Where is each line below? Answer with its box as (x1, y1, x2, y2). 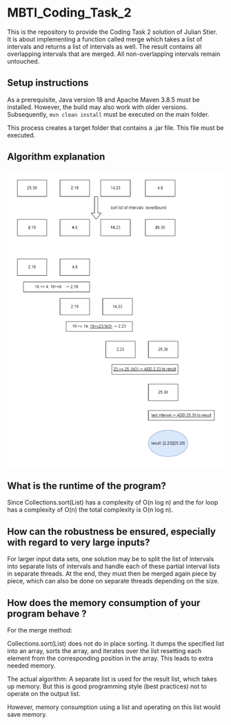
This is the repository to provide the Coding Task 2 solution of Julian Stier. (7, 28, 218, 36)
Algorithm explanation (7, 151, 106, 163)
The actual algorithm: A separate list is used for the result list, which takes (7, 675, 217, 683)
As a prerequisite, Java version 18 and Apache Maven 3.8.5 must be (7, 95, 200, 104)
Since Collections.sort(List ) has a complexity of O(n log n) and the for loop (7, 498, 219, 507)
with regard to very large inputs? (7, 536, 150, 548)
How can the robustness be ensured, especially (7, 525, 216, 537)
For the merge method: (7, 625, 72, 634)
